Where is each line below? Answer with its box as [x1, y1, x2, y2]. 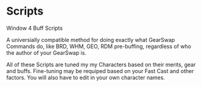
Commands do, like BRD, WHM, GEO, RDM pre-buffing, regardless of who [6, 43, 192, 50]
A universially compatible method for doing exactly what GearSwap [6, 36, 175, 43]
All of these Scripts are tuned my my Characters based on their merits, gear [6, 61, 196, 68]
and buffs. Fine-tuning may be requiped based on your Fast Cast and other [6, 67, 195, 74]
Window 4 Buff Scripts [6, 24, 63, 32]
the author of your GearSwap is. [6, 49, 87, 56]
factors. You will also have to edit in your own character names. [6, 74, 165, 81]
